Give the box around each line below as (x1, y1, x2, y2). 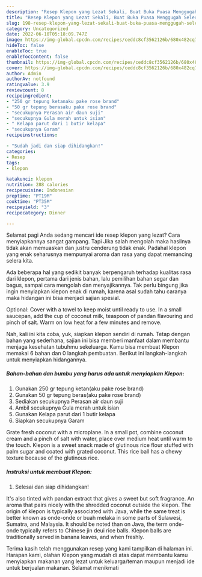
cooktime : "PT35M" (6, 198, 52, 205)
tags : (6, 160, 20, 166)
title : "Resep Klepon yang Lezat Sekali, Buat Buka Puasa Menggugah (6, 14, 182, 20)
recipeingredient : (6, 93, 52, 99)
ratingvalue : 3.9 (6, 82, 50, 88)
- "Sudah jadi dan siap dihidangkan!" (6, 143, 103, 149)
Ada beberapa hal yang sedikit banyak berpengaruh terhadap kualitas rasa (6, 269, 191, 276)
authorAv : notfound (6, 76, 55, 82)
